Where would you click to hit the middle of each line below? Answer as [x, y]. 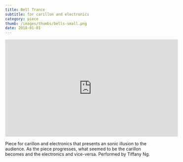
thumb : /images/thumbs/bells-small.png [46, 23]
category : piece [22, 19]
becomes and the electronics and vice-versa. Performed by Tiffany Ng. [78, 154]
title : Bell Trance [25, 10]
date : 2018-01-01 [23, 28]
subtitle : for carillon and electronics [47, 14]
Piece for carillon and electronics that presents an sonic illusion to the [76, 144]
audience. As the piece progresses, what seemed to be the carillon [73, 149]
